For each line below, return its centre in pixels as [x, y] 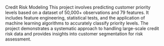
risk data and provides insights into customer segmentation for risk [74, 34]
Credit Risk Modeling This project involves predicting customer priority [78, 7]
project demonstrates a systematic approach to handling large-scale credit [82, 28]
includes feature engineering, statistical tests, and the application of [75, 18]
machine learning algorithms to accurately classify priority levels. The [77, 23]
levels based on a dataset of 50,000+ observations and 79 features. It [77, 12]
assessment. [18, 39]
